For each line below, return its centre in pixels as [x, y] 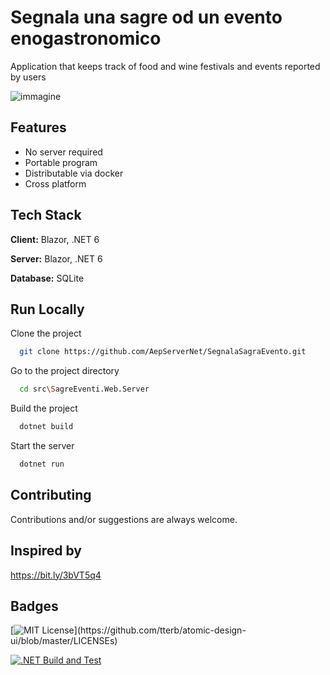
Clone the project [46, 333]
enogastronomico [86, 38]
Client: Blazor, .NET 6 [55, 239]
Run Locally [47, 309]
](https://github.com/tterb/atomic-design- [160, 630]
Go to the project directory [65, 371]
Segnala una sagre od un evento [146, 17]
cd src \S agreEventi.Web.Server [84, 389]
